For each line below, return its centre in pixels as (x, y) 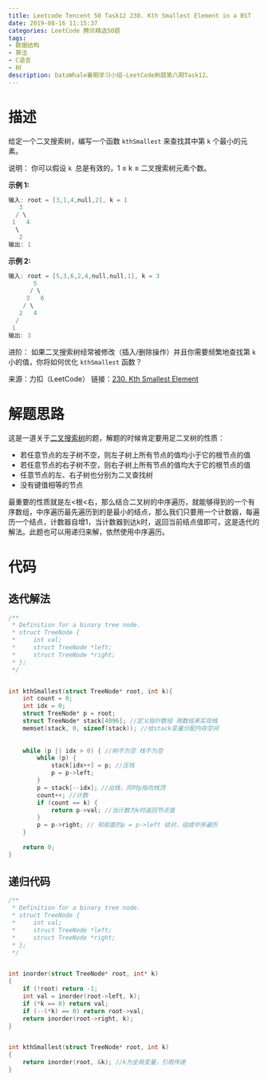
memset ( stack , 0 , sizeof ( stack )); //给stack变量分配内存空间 (121, 728)
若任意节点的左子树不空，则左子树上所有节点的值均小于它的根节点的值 (135, 455)
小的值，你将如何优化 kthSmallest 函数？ (75, 361)
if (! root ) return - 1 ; (60, 989)
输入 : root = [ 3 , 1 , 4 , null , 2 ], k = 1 (68, 200)
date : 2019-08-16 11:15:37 (53, 23)
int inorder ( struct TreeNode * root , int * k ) (83, 974)
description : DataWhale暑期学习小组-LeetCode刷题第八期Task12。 (110, 75)
